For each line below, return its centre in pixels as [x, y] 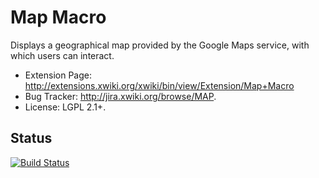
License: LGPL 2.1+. [65, 107]
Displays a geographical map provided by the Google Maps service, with [160, 45]
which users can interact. [62, 55]
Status [31, 138]
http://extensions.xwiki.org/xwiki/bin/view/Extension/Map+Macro [159, 85]
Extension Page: [58, 75]
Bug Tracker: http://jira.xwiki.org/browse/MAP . [120, 96]
